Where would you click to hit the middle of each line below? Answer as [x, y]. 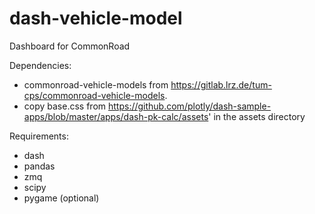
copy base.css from [65, 106]
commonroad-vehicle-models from [96, 84]
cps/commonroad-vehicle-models [94, 95]
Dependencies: [40, 65]
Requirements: [39, 136]
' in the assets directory [257, 116]
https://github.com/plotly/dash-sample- [189, 106]
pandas [39, 166]
